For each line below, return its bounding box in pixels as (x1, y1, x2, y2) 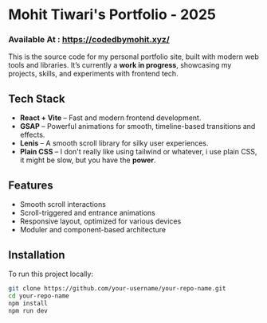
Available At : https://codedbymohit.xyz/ (8, 34, 170, 45)
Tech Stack (8, 91, 65, 105)
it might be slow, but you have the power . (19, 155, 156, 165)
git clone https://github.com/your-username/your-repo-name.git (8, 284, 226, 292)
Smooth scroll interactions (19, 200, 106, 209)
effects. (19, 130, 45, 140)
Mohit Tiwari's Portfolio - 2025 (8, 6, 217, 24)
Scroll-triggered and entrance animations (19, 208, 155, 218)
